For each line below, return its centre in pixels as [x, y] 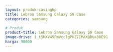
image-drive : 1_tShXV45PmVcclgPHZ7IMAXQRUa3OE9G [56, 37]
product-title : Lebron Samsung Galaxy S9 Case [54, 33]
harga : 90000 [19, 42]
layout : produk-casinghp [31, 10]
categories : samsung [27, 19]
